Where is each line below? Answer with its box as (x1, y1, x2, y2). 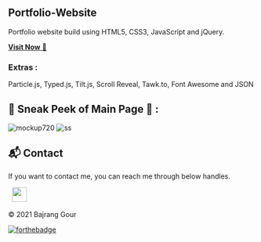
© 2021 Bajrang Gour (8, 209, 77, 219)
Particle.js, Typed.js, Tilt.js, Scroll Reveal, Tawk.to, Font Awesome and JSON (8, 80, 254, 89)
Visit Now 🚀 (8, 42, 47, 52)
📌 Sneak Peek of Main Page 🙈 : (8, 102, 159, 116)
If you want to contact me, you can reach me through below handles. (8, 172, 231, 181)
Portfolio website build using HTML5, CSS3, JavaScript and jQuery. (8, 27, 225, 36)
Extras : (8, 62, 38, 73)
